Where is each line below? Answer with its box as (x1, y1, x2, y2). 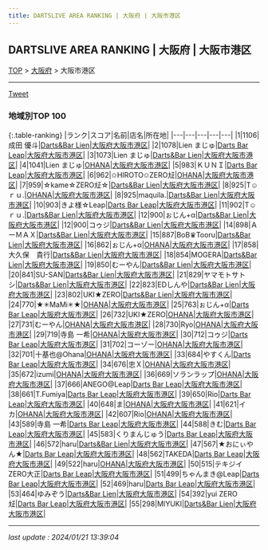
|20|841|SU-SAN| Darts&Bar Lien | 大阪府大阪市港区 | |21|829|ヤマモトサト (8, 269, 246, 279)
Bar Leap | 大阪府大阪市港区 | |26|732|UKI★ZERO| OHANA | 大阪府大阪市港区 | (8, 309, 254, 319)
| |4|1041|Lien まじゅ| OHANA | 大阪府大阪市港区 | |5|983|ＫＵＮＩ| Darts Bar (15, 160, 258, 170)
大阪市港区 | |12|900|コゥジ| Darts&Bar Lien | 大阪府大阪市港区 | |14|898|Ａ (22, 220, 258, 230)
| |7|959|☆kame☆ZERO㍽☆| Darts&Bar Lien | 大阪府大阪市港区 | (15, 180, 221, 190)
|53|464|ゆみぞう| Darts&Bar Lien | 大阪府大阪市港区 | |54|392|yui (8, 489, 218, 498)
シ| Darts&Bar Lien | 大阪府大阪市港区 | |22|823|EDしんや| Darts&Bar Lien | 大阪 (8, 280, 256, 289)
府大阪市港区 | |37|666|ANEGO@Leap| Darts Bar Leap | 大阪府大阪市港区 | (8, 379, 243, 389)
